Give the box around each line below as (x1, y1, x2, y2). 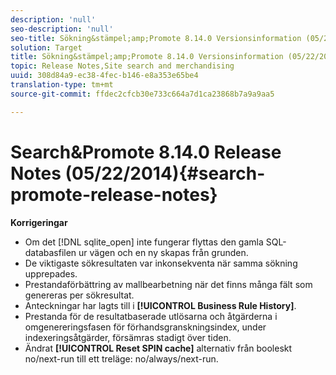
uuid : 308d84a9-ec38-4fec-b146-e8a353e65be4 (10, 71, 199, 81)
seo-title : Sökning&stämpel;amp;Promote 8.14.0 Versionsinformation (10, 33, 302, 43)
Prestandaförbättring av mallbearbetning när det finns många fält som (24, 278, 313, 290)
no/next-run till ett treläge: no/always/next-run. (24, 352, 219, 365)
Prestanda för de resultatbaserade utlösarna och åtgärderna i (24, 310, 278, 322)
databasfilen (24, 246, 77, 258)
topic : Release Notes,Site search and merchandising (10, 61, 235, 71)
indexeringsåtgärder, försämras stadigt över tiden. (24, 331, 232, 343)
